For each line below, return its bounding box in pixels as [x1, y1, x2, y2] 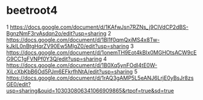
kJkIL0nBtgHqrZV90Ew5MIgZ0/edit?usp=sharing [6, 43, 129, 50]
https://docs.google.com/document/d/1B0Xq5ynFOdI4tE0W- [6, 61, 158, 69]
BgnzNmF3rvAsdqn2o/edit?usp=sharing [6, 29, 107, 37]
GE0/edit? [6, 80, 31, 87]
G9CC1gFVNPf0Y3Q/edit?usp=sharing [6, 55, 102, 62]
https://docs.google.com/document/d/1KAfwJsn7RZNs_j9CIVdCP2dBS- [10, 23, 189, 31]
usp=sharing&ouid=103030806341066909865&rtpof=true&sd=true [6, 87, 174, 94]
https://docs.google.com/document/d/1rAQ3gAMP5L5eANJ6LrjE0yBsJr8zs [6, 74, 194, 81]
